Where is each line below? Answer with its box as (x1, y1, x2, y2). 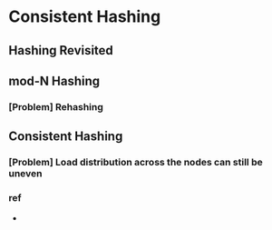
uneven (8, 167, 43, 180)
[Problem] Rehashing (8, 100, 103, 113)
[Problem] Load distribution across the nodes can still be (8, 156, 264, 169)
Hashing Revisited (8, 43, 114, 58)
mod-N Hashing (8, 73, 101, 88)
